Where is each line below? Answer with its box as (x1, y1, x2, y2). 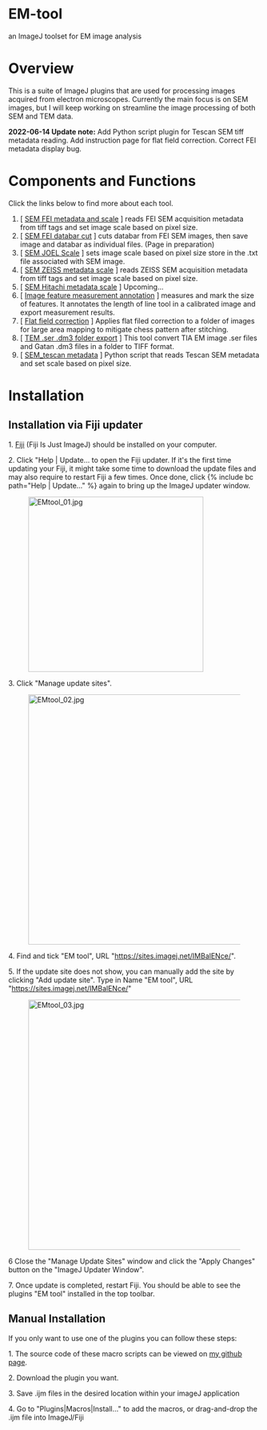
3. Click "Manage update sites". (8, 678, 112, 688)
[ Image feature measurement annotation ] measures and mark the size (19, 290, 254, 300)
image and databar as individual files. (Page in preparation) (19, 239, 215, 249)
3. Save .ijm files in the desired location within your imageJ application (8, 1388, 240, 1398)
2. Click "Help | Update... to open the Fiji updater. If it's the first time (8, 455, 232, 464)
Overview (8, 59, 74, 78)
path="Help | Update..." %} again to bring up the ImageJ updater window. (8, 480, 250, 490)
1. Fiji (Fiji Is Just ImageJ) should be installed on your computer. (8, 440, 217, 449)
